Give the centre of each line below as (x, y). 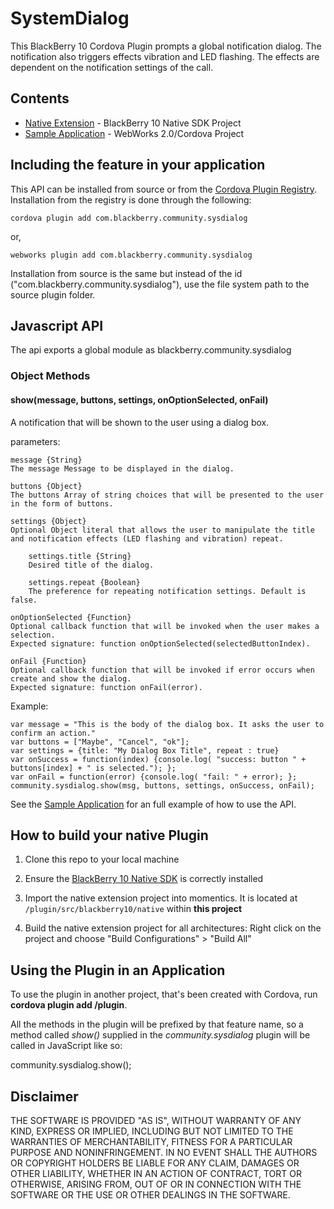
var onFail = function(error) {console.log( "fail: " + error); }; (154, 777)
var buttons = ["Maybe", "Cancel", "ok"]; (100, 742)
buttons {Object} (46, 486)
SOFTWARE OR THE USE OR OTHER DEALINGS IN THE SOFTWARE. (150, 1194)
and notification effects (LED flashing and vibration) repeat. (147, 538)
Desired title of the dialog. (91, 565)
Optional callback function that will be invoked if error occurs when (162, 670)
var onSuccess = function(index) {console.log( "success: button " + (158, 759)
